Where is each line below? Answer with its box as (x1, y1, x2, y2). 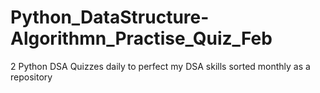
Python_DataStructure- (10, 6, 210, 29)
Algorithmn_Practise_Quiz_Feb (10, 27, 273, 50)
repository (10, 71, 53, 83)
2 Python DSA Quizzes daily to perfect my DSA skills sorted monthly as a (10, 60, 311, 72)
